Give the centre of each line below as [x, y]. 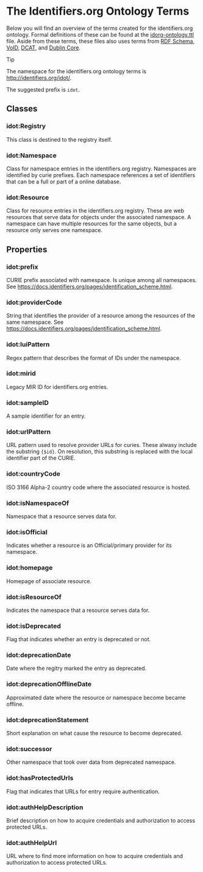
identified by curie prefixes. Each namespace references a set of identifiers [101, 175]
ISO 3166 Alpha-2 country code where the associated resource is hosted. [98, 487]
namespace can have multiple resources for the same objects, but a [91, 223]
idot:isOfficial [27, 532]
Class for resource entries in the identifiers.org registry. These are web [95, 211]
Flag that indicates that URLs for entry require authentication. [83, 791]
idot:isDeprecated [34, 626]
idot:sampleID [27, 402]
